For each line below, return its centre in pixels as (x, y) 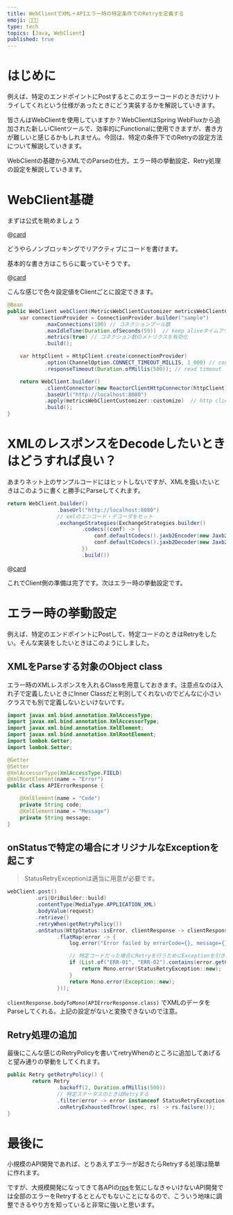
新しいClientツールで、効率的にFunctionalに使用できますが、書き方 (127, 128)
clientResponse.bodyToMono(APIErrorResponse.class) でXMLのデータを (109, 1002)
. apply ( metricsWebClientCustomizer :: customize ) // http (128, 401)
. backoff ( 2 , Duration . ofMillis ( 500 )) (111, 1088)
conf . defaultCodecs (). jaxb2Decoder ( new (152, 542)
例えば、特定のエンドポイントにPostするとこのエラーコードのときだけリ (111, 97)
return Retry (51, 1081)
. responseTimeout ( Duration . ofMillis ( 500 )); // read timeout (133, 369)
